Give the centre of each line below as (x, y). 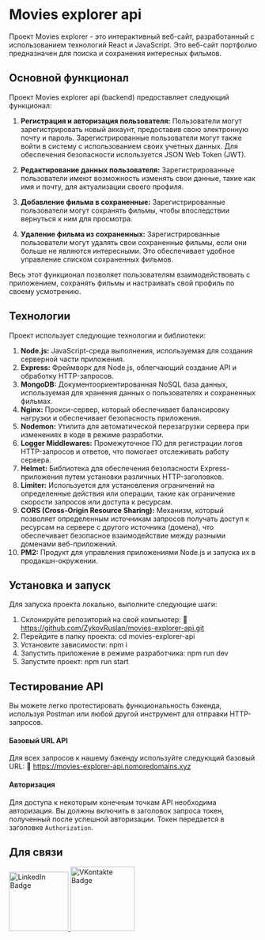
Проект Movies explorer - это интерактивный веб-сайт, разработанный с (132, 36)
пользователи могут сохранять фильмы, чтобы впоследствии (125, 210)
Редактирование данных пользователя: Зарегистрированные (128, 170)
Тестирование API (56, 687)
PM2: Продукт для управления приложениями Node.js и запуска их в (138, 552)
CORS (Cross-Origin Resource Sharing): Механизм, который (122, 510)
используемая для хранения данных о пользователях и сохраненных (138, 392)
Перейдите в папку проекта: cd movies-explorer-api (108, 636)
